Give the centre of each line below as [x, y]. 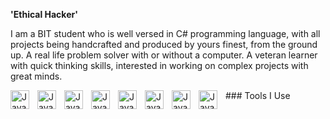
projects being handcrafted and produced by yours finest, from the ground [164, 44]
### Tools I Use [258, 95]
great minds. [36, 76]
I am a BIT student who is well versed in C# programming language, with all [165, 33]
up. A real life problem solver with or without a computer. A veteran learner [164, 55]
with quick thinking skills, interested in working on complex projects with [159, 65]
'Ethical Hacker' [44, 14]
